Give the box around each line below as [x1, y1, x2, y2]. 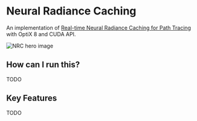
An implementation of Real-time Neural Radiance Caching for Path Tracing [6, 24, 192, 31]
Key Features [6, 93, 57, 104]
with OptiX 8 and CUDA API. [6, 30, 76, 37]
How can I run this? [6, 60, 80, 70]
